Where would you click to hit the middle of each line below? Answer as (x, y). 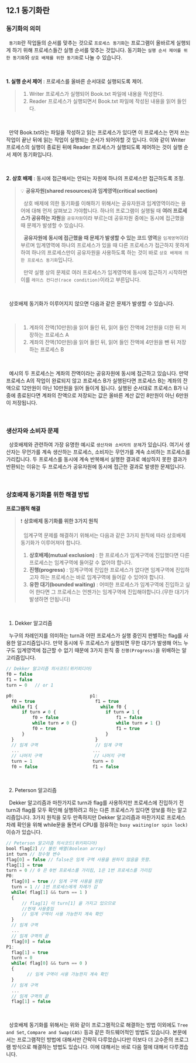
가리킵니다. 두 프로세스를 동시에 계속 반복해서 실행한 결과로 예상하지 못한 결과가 (97, 459)
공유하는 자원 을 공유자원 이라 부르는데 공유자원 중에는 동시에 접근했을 (108, 218)
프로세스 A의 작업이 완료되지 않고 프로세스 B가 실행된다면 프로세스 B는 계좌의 (94, 380)
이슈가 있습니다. (24, 832)
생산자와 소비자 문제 (32, 431)
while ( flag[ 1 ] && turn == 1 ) (49, 892)
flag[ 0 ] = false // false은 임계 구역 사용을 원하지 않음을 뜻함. (79, 860)
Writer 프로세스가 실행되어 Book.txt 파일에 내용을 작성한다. (96, 93)
